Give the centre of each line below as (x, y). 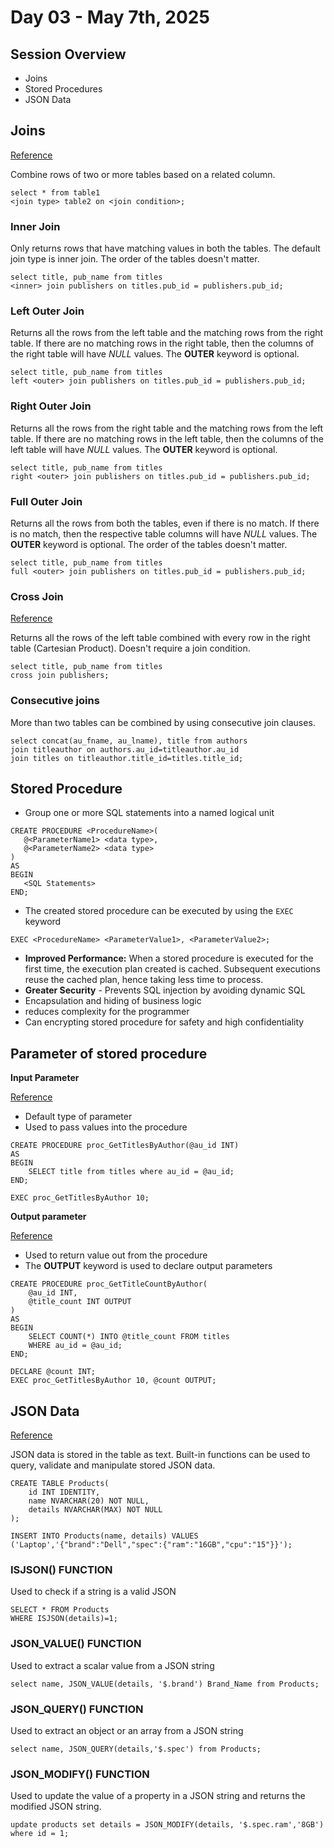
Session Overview (68, 54)
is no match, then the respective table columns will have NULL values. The (164, 534)
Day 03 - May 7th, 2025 (110, 17)
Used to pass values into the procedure (106, 1127)
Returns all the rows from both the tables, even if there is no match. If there (165, 523)
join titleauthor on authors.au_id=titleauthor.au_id (125, 749)
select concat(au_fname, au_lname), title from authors (129, 741)
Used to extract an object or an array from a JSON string (127, 1730)
